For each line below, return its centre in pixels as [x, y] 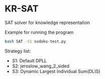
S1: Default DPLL [29, 60]
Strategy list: [18, 51]
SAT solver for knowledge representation [47, 22]
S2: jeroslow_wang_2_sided [41, 66]
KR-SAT [22, 9]
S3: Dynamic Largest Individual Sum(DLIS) [56, 71]
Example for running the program [39, 32]
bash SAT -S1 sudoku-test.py [35, 41]
